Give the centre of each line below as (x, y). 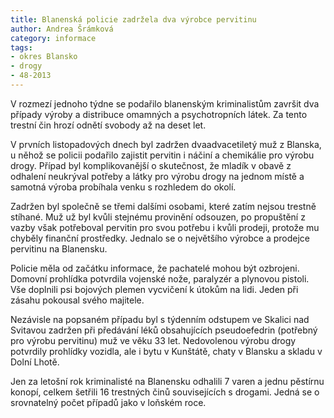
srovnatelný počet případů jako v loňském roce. (108, 402)
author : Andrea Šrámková (62, 29)
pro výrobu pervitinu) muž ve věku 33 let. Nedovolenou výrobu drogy (153, 340)
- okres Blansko (44, 57)
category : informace (53, 38)
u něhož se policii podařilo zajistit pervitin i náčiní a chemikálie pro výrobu (162, 155)
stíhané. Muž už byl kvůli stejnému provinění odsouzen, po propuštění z (158, 217)
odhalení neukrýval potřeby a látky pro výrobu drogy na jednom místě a (157, 176)
